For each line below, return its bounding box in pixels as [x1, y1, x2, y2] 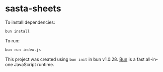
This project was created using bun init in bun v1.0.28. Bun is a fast [5, 56, 145, 62]
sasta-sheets [5, 3, 61, 14]
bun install [5, 29, 30, 34]
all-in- [146, 56, 158, 62]
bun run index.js [5, 47, 41, 52]
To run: [5, 37, 20, 43]
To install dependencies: [5, 19, 56, 25]
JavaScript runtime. [14, 61, 55, 67]
